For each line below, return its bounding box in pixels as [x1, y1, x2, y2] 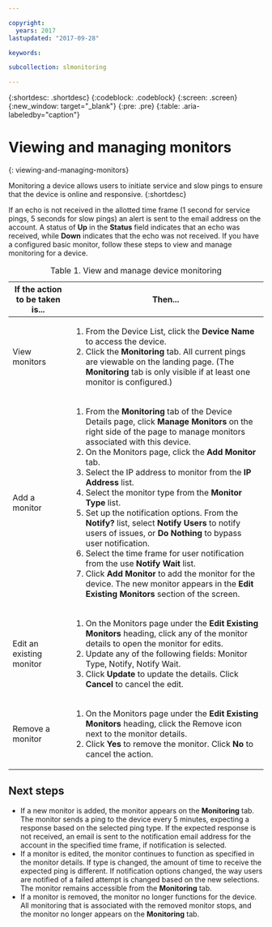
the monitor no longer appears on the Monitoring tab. [19, 909, 200, 919]
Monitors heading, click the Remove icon [85, 719, 242, 730]
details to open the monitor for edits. [85, 638, 224, 650]
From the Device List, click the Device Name [85, 326, 255, 337]
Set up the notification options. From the [85, 508, 239, 519]
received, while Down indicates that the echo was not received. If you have [8, 231, 259, 241]
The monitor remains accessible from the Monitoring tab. [19, 883, 212, 893]
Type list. [85, 497, 121, 509]
